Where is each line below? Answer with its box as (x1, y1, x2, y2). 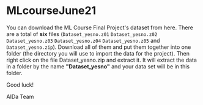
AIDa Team (6, 93, 34, 100)
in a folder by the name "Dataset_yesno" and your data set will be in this (6, 62, 190, 70)
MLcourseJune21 (6, 4, 97, 18)
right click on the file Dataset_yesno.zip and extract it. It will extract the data (6, 56, 197, 63)
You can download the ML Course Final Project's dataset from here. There (6, 24, 194, 31)
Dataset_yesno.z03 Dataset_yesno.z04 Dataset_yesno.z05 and (6, 37, 160, 44)
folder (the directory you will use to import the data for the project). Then (6, 49, 190, 57)
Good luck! (6, 81, 34, 89)
